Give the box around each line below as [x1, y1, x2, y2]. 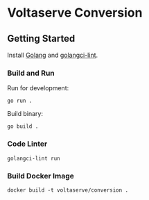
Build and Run [7, 68, 55, 78]
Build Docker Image [7, 171, 75, 181]
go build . [7, 123, 39, 130]
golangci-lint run [7, 155, 60, 162]
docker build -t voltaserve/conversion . [7, 186, 129, 194]
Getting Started [7, 33, 76, 44]
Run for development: [7, 84, 69, 92]
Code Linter [7, 139, 48, 149]
